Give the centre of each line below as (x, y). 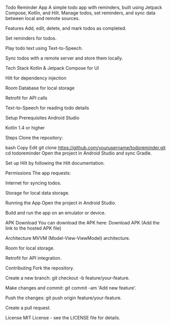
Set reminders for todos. (31, 38)
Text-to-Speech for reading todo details (47, 108)
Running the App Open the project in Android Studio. (61, 203)
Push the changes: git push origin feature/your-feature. (63, 298)
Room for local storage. (30, 248)
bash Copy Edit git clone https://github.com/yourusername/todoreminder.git (85, 148)
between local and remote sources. (43, 18)
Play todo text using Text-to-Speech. (44, 48)
